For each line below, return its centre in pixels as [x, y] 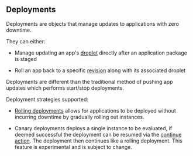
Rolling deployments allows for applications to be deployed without [95, 110]
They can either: [26, 41]
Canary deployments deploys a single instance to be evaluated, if [93, 128]
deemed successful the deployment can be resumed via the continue [98, 134]
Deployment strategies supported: [47, 99]
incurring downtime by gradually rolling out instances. [79, 117]
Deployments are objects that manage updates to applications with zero [93, 23]
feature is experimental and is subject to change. [73, 147]
